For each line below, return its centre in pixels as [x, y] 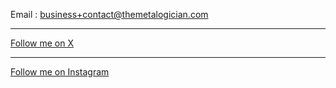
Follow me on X [42, 43]
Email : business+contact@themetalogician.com [109, 14]
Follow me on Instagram [60, 72]
